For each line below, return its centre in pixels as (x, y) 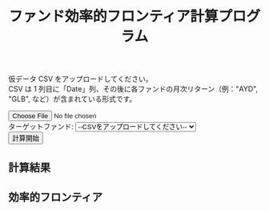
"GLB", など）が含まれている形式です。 (72, 99)
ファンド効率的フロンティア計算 (113, 16)
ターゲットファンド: (41, 127)
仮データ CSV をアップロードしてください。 (80, 79)
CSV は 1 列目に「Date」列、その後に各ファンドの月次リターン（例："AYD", (133, 89)
